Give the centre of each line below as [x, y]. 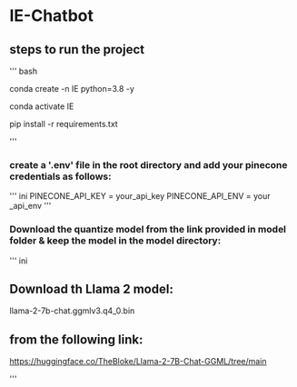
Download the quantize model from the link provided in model [148, 230]
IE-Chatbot [51, 16]
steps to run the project [77, 50]
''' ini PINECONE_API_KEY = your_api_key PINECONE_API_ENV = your [140, 196]
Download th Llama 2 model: [92, 288]
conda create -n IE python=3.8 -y [72, 89]
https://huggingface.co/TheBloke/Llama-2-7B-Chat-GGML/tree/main [138, 362]
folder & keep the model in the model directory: [115, 241]
